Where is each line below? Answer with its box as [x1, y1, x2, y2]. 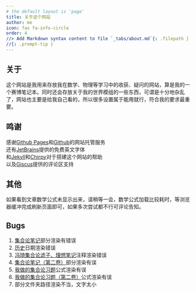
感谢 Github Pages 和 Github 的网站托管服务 [6, 138, 106, 145]
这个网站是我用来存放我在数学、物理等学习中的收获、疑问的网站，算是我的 [6, 81, 185, 88]
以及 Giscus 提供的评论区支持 [6, 161, 74, 168]
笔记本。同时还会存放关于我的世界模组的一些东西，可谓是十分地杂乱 [21, 88, 185, 96]
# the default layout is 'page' [6, 8, 85, 15]
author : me [6, 19, 33, 25]
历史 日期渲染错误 [14, 244, 56, 251]
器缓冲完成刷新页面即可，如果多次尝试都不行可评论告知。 [6, 203, 144, 210]
